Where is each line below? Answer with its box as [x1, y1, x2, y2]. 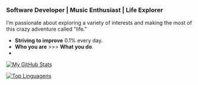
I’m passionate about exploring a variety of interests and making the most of [6, 19, 193, 27]
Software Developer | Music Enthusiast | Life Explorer [6, 6, 164, 14]
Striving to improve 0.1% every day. [14, 37, 103, 44]
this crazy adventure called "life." [6, 25, 87, 32]
